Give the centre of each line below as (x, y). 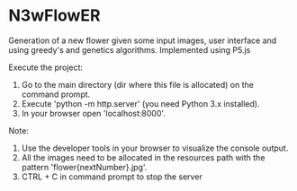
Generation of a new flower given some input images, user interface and (143, 40)
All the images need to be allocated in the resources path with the (143, 157)
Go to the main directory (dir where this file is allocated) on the (137, 84)
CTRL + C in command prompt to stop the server (112, 177)
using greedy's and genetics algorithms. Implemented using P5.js (130, 49)
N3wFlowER (54, 16)
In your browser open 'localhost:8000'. (93, 113)
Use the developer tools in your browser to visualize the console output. (155, 148)
